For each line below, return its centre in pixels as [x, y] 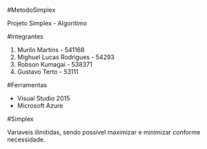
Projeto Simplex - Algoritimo [47, 23]
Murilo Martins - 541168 [51, 50]
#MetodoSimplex [31, 10]
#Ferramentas [27, 85]
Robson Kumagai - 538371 [55, 64]
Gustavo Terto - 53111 [48, 72]
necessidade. [26, 139]
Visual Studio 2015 [43, 98]
